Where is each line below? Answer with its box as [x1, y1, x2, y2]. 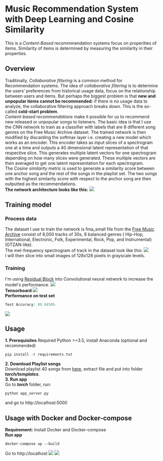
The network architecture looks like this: [5, 186, 88, 193]
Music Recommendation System [5, 3, 139, 15]
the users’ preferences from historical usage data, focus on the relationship [5, 88, 156, 93]
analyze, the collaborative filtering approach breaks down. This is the [5, 103, 143, 109]
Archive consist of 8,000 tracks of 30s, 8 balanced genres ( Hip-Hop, [5, 231, 144, 237]
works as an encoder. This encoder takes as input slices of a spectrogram [5, 140, 153, 145]
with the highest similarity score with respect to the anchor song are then [5, 176, 151, 181]
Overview [5, 65, 35, 73]
